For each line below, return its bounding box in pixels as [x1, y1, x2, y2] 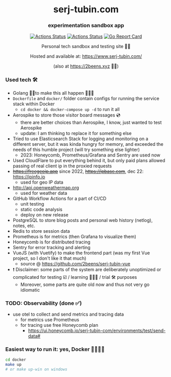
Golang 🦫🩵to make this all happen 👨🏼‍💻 [12, 90, 94, 96]
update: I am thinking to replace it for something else [20, 130, 132, 136]
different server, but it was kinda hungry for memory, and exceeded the [12, 141, 164, 147]
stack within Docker [12, 101, 55, 107]
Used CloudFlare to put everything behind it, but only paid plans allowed [12, 157, 165, 163]
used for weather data [20, 190, 68, 196]
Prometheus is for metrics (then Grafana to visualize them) [12, 233, 137, 239]
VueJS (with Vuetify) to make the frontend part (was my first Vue [12, 250, 150, 256]
